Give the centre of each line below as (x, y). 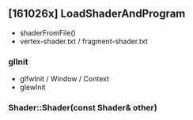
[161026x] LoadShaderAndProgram (97, 14)
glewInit (32, 88)
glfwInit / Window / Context (64, 79)
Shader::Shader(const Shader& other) (83, 108)
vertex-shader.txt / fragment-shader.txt (83, 41)
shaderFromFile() (48, 32)
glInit (18, 62)
